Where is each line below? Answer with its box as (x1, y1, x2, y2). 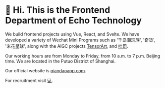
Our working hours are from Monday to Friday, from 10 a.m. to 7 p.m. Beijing (5, 53, 160, 59)
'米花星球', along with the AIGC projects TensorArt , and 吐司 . (5, 43, 128, 49)
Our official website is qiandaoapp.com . (5, 67, 87, 73)
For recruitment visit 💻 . (5, 77, 54, 83)
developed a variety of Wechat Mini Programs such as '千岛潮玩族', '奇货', (5, 37, 156, 43)
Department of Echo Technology (5, 15, 142, 26)
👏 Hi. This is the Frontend (5, 4, 110, 16)
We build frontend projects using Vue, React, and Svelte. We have (5, 31, 140, 37)
